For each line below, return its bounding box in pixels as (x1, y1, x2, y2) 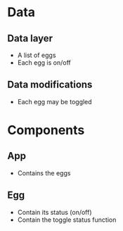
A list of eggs (17, 51, 56, 59)
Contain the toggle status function (17, 216, 117, 224)
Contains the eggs (17, 168, 71, 177)
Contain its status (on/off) (17, 208, 93, 216)
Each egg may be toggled (17, 97, 93, 106)
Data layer (7, 32, 53, 44)
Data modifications (7, 79, 93, 91)
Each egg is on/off (17, 58, 72, 67)
